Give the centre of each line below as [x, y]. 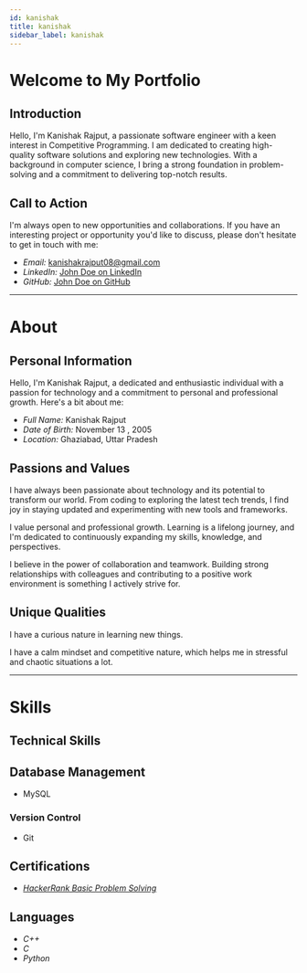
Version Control [45, 818]
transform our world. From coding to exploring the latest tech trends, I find [149, 500]
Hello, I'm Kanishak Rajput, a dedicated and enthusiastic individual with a [147, 383]
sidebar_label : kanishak [57, 35]
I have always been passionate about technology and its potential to [137, 490]
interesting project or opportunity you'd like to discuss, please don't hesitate [153, 235]
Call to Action [49, 203]
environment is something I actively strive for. [95, 584]
